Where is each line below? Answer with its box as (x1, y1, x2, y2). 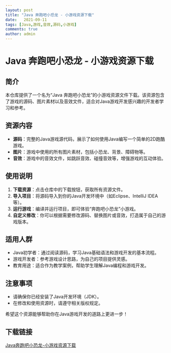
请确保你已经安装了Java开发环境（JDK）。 (12, 294, 102, 300)
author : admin (5, 31, 36, 37)
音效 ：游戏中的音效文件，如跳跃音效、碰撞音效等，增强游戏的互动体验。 (12, 155, 166, 161)
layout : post (5, 7, 33, 13)
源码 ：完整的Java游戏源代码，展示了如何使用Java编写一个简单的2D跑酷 (12, 136, 165, 142)
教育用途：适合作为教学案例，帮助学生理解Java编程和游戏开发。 (12, 262, 149, 269)
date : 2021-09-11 (5, 17, 47, 22)
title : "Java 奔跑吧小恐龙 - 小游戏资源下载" (5, 12, 94, 17)
